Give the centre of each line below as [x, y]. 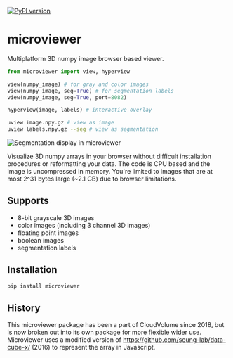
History [24, 308]
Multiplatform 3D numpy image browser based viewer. [86, 58]
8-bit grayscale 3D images [56, 217]
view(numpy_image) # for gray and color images [78, 84]
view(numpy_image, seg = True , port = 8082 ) [67, 97]
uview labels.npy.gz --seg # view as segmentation [83, 129]
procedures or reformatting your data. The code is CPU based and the [109, 164]
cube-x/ [19, 347]
